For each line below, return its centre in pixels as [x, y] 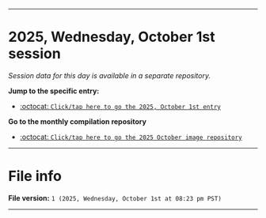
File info [35, 177]
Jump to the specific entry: [54, 91]
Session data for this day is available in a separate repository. [110, 75]
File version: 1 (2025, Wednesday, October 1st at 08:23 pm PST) [115, 197]
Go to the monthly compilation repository [77, 121]
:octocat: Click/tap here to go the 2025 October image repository [131, 137]
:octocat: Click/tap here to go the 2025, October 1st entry [120, 106]
